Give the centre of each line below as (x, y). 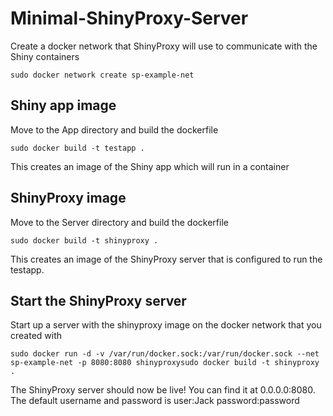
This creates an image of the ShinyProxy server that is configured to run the (166, 259)
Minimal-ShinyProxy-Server (129, 18)
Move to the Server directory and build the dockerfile (119, 222)
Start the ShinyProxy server (98, 300)
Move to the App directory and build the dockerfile (114, 129)
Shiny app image (63, 105)
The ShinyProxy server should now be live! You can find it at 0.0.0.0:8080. (163, 390)
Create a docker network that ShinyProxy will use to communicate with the (164, 46)
